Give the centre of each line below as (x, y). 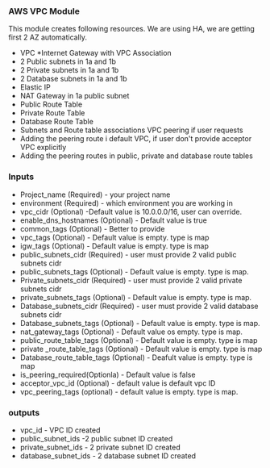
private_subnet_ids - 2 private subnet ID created (100, 447)
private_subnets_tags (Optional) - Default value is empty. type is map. (136, 297)
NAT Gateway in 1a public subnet (75, 96)
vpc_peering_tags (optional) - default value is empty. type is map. (129, 391)
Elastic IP (35, 87)
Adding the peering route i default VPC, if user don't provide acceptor (136, 139)
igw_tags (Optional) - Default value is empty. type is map (114, 246)
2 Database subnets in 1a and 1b (73, 79)
